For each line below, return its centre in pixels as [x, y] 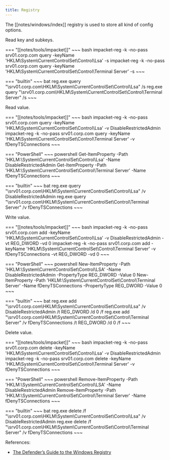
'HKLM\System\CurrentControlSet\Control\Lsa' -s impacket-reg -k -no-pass [85, 60]
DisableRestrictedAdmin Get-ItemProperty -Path [56, 165]
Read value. [18, 107]
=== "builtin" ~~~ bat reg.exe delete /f [46, 411]
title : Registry [22, 10]
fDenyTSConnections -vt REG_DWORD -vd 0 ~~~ [57, 254]
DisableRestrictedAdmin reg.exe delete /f [48, 421]
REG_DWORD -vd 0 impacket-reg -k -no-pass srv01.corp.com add [80, 243]
